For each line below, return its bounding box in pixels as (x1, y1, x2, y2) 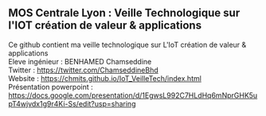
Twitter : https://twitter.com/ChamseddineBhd (8, 65, 159, 75)
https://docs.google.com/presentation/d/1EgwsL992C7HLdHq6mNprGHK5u (8, 91, 258, 100)
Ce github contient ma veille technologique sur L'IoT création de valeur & (8, 40, 247, 49)
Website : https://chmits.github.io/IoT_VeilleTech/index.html (8, 73, 201, 83)
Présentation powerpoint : (8, 82, 93, 91)
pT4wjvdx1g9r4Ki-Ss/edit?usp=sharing (8, 99, 136, 108)
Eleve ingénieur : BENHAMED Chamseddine (8, 56, 152, 66)
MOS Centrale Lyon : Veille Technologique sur (8, 6, 241, 20)
